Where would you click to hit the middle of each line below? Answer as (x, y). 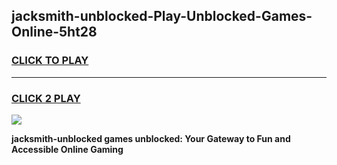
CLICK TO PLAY (50, 61)
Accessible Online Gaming (67, 149)
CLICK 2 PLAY (46, 98)
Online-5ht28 (54, 32)
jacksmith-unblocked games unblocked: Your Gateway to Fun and (151, 138)
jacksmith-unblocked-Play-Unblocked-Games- (162, 16)
